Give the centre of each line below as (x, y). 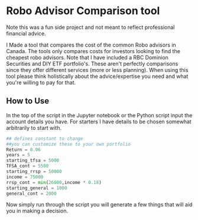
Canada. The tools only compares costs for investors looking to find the (93, 51)
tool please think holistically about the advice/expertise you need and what (97, 76)
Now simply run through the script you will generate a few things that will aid (99, 205)
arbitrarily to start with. (34, 127)
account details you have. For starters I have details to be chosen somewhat (99, 122)
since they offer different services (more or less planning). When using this (97, 70)
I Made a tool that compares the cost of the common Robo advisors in (91, 45)
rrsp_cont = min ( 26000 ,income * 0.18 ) (54, 182)
